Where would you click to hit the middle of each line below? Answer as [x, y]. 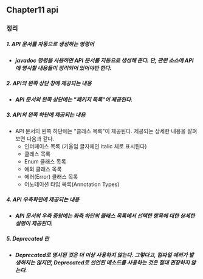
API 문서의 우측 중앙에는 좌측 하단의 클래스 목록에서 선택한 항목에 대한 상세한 [105, 216]
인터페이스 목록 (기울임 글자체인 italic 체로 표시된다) [85, 146]
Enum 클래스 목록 [45, 162]
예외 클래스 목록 [43, 169]
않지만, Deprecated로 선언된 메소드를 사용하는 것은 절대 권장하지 [113, 263]
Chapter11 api [33, 10]
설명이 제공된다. [34, 224]
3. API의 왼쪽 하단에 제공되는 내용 [46, 114]
